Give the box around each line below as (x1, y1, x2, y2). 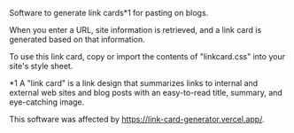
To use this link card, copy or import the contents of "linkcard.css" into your (9, 51, 286, 61)
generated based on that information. (9, 35, 146, 44)
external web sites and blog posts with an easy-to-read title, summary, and (9, 88, 283, 98)
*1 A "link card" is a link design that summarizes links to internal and (9, 78, 259, 88)
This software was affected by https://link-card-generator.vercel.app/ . (9, 114, 265, 124)
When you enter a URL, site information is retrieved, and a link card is (9, 25, 262, 35)
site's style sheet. (9, 61, 73, 71)
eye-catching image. (9, 97, 85, 107)
